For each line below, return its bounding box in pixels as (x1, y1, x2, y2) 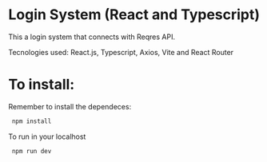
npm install (11, 117, 52, 125)
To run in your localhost (8, 132, 86, 141)
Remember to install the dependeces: (8, 101, 132, 111)
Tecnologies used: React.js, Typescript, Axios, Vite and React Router (8, 47, 234, 57)
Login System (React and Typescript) (8, 6, 261, 24)
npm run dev (11, 147, 52, 155)
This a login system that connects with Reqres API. (8, 32, 176, 41)
